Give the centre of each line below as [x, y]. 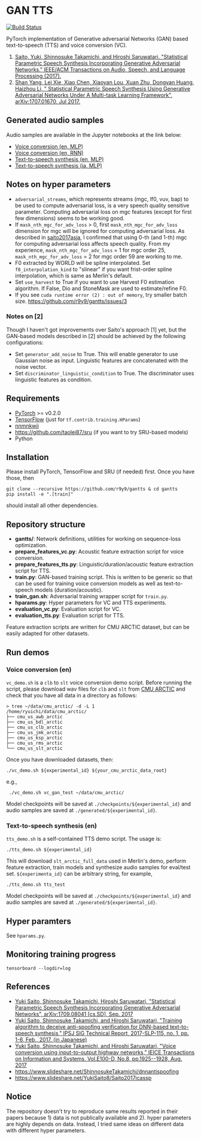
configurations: [25, 342]
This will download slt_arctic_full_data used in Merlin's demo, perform [96, 861]
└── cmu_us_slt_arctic [34, 748]
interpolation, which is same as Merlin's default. [74, 275]
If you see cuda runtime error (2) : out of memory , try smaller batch [101, 294]
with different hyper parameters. [46, 1130]
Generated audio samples [55, 120]
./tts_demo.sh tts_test [36, 885]
